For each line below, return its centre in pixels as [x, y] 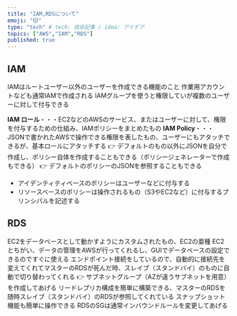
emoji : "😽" [24, 21]
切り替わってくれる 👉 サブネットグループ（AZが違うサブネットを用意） [125, 276]
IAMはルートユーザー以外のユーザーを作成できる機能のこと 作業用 [104, 86]
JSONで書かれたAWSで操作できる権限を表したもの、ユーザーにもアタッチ [116, 137]
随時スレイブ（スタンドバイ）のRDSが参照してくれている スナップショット [116, 296]
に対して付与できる [41, 104]
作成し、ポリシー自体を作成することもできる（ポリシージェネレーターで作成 [118, 157]
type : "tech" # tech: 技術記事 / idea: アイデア [76, 27]
